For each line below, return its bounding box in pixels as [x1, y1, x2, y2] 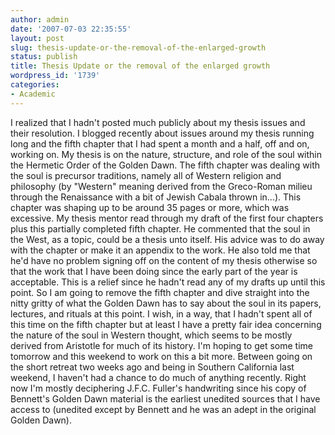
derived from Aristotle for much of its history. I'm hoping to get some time [10, 339, 313, 351]
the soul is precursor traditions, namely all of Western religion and [10, 169, 282, 181]
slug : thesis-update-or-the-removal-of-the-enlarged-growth [10, 42, 267, 53]
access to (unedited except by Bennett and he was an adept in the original [10, 403, 317, 415]
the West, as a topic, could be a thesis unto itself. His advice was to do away [10, 233, 325, 245]
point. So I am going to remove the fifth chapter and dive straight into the [10, 286, 310, 298]
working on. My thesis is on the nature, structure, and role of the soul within [10, 148, 323, 160]
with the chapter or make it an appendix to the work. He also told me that [10, 244, 311, 256]
